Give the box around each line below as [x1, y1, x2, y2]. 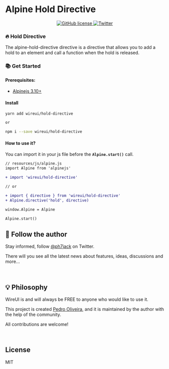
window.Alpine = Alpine [5, 207, 55, 212]
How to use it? [5, 140, 36, 146]
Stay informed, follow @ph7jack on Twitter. [5, 243, 95, 249]
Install [5, 99, 19, 106]
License [5, 346, 31, 354]
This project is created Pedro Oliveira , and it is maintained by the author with [5, 306, 164, 312]
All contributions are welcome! [5, 322, 69, 328]
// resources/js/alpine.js [5, 161, 62, 166]
